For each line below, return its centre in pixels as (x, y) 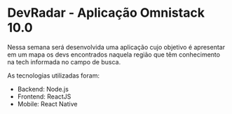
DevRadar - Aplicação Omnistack (106, 13)
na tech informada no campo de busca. (64, 62)
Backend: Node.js (43, 89)
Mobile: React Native (47, 104)
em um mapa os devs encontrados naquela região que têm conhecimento (114, 55)
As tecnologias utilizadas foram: (54, 76)
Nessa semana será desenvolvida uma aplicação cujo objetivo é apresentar (116, 47)
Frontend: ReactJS (44, 97)
